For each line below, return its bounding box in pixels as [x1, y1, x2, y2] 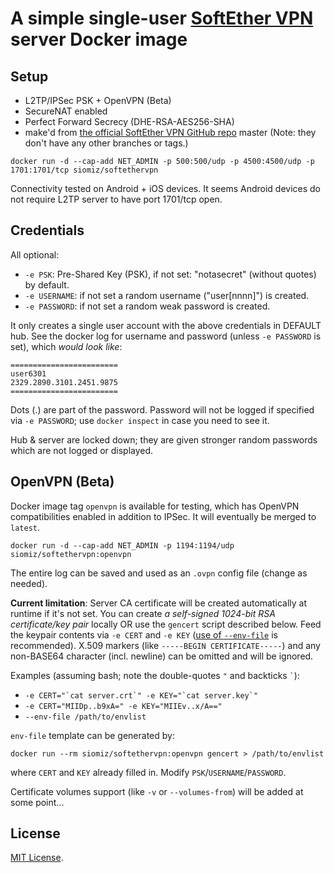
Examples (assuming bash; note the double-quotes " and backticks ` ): [10, 669, 300, 681]
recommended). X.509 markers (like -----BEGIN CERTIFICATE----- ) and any [10, 639, 321, 651]
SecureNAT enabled [24, 105, 108, 117]
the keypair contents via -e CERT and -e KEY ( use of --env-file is [10, 628, 278, 641]
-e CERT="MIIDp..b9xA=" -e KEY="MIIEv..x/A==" [24, 701, 223, 711]
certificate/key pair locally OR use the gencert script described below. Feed [10, 618, 322, 630]
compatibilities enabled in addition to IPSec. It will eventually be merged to [10, 510, 317, 522]
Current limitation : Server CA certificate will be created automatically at [10, 597, 308, 609]
